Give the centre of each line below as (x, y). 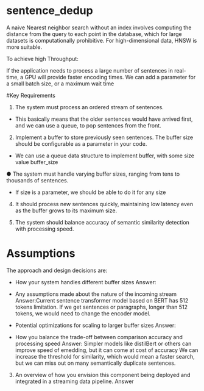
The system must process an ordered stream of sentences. (90, 107)
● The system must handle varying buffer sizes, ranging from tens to (93, 174)
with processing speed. (44, 229)
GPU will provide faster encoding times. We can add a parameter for (110, 77)
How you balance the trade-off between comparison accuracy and (99, 337)
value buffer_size (37, 162)
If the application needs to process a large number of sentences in (90, 70)
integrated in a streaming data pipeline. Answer (74, 381)
